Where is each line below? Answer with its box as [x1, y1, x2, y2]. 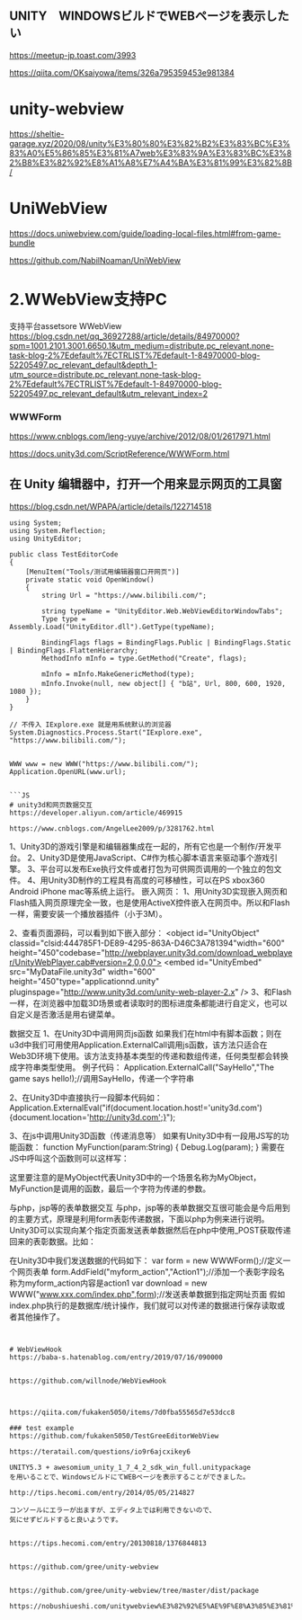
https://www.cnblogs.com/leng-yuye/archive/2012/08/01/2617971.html [9, 431, 271, 441]
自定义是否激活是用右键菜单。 [9, 1009, 120, 1019]
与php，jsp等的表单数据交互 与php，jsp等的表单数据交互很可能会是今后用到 [9, 1202, 290, 1213]
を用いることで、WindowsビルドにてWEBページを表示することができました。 [9, 1473, 250, 1482]
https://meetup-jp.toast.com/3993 [9, 49, 137, 60]
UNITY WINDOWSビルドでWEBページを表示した [9, 8, 289, 24]
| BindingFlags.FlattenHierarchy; [9, 645, 139, 654]
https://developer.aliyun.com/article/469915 [9, 808, 182, 817]
